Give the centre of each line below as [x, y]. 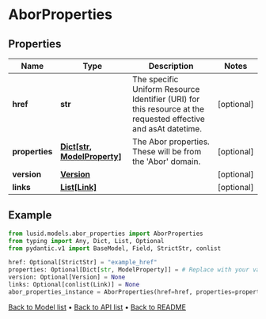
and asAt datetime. [167, 129]
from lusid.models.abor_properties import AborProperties [106, 234]
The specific [155, 79]
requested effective [169, 119]
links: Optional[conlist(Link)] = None [74, 285]
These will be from [167, 152]
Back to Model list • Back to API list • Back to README [97, 307]
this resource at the [168, 109]
